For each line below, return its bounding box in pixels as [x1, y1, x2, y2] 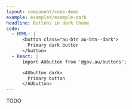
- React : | [11, 53, 39, 59]
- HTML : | [11, 31, 36, 37]
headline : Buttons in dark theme [6, 20, 90, 26]
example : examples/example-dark [6, 14, 87, 20]
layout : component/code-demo [6, 8, 79, 15]
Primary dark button [27, 43, 79, 49]
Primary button [27, 75, 66, 81]
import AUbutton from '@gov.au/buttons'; [22, 59, 127, 65]
